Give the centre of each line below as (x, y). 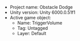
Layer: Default (32, 33)
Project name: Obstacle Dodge (41, 7)
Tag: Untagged (33, 28)
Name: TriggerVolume (40, 23)
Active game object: (30, 18)
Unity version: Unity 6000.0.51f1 (42, 12)
